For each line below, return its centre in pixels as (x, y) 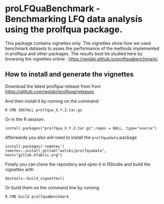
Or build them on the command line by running (52, 187)
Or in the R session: (25, 119)
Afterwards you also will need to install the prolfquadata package (71, 137)
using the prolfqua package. (64, 30)
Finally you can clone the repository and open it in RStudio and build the (78, 164)
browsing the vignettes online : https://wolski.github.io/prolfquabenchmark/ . (82, 59)
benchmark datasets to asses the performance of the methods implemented (82, 48)
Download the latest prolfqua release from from (53, 86)
